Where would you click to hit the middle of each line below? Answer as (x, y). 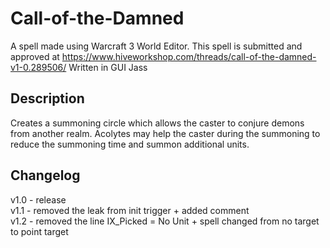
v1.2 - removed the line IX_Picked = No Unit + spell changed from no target (165, 221)
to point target (39, 231)
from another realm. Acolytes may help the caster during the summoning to (165, 133)
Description (47, 98)
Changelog (45, 175)
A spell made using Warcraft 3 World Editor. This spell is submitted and (156, 46)
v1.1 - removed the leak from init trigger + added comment (130, 210)
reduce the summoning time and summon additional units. (130, 144)
